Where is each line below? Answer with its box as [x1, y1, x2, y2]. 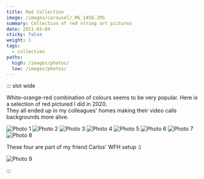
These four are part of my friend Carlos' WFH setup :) [6, 144, 142, 151]
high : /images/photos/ [12, 60, 70, 66]
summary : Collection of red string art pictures [6, 20, 133, 26]
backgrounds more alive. [6, 113, 69, 121]
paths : [6, 54, 23, 60]
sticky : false [6, 32, 43, 38]
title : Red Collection [6, 9, 64, 15]
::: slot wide [6, 82, 35, 89]
